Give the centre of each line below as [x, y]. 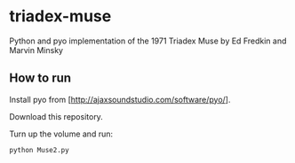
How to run [40, 78]
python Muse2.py [39, 150]
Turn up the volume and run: [61, 134]
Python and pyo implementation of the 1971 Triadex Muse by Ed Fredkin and [148, 41]
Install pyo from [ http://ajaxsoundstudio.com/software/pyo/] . [120, 99]
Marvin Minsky [36, 50]
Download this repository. [56, 116]
